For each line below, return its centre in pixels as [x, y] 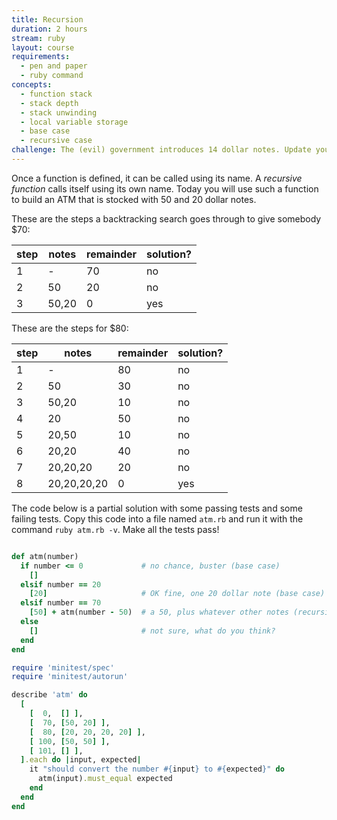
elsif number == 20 [61, 584]
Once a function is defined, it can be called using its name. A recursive [157, 178]
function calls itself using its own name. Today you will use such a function [165, 188]
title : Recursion [47, 19]
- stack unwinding [59, 112]
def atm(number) [45, 556]
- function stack [56, 94]
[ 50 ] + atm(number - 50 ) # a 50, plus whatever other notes [159, 612]
